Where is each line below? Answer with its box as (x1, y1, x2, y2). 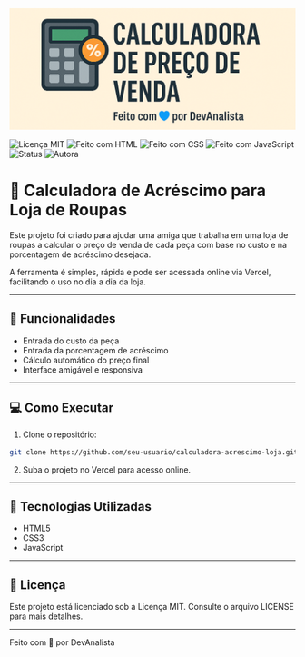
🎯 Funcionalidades (9, 311, 116, 326)
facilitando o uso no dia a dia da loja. (9, 276, 147, 287)
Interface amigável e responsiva (22, 363, 143, 375)
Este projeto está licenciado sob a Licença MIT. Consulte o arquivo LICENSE (9, 602, 295, 612)
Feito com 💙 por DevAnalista (9, 637, 115, 648)
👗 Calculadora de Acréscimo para (9, 181, 266, 201)
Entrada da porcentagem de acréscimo (22, 344, 170, 355)
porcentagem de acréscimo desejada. (9, 249, 152, 260)
